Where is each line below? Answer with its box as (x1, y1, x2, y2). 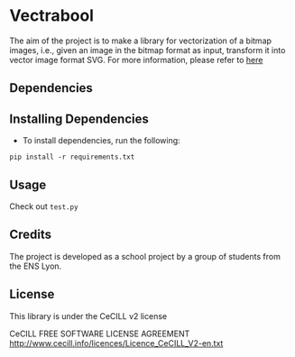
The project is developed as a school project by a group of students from (9, 251, 281, 261)
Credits (9, 227, 52, 243)
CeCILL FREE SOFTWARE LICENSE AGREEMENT (9, 328, 190, 339)
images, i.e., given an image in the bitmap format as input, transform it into (9, 44, 286, 55)
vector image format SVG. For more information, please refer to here (9, 54, 263, 65)
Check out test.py (9, 200, 78, 212)
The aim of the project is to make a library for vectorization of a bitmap (9, 35, 272, 46)
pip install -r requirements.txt (9, 152, 135, 162)
